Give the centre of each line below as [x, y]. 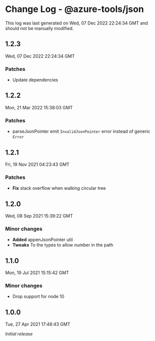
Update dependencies [35, 80]
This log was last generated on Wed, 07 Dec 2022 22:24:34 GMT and [77, 23]
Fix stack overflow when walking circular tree [59, 188]
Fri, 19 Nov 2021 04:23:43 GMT [37, 164]
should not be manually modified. [39, 28]
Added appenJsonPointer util [43, 240]
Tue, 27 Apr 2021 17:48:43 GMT [38, 324]
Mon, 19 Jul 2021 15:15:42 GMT [37, 273]
